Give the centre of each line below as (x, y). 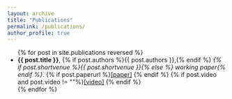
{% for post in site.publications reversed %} (80, 53)
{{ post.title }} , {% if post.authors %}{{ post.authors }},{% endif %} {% (119, 60)
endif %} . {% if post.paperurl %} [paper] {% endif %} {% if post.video (117, 75)
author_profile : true (39, 33)
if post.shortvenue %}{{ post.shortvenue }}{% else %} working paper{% (122, 67)
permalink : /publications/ (46, 26)
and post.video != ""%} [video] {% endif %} (79, 82)
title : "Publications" (40, 20)
